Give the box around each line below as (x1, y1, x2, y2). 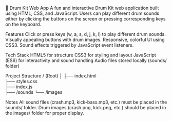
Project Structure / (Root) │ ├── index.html (5, 73, 97, 79)
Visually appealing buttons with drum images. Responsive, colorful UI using (5, 36, 165, 43)
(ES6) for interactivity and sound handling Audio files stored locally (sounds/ (5, 57, 167, 64)
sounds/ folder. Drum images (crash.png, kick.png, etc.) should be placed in (5, 105, 166, 110)
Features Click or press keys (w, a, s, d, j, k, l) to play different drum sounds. (5, 31, 166, 37)
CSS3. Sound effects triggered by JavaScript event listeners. (5, 42, 134, 48)
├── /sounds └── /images (5, 89, 63, 95)
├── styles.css (5, 78, 37, 84)
